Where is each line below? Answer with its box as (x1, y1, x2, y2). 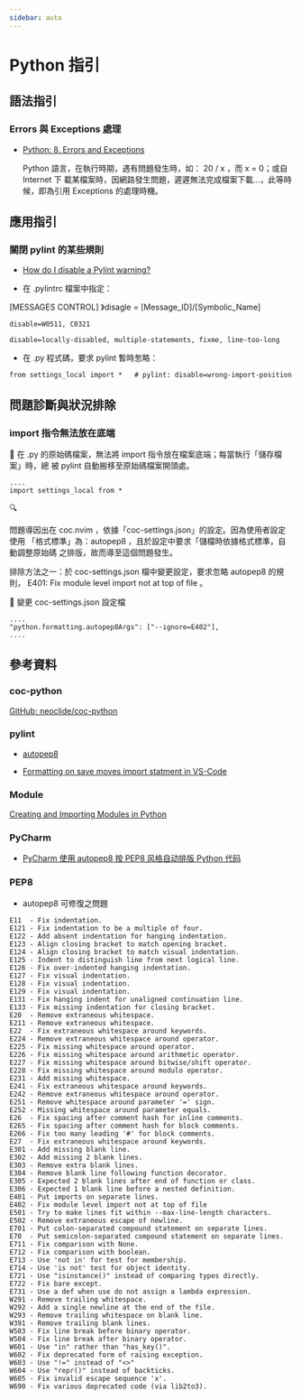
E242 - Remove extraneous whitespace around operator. (9, 1089, 220, 1099)
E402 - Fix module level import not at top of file (9, 1200, 207, 1210)
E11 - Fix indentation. (9, 915, 103, 925)
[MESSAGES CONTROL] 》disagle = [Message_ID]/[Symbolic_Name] (9, 301, 261, 312)
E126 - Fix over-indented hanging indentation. (9, 963, 192, 972)
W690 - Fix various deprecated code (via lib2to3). (9, 1382, 207, 1391)
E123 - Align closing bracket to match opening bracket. (9, 940, 228, 949)
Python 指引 (9, 55, 101, 75)
